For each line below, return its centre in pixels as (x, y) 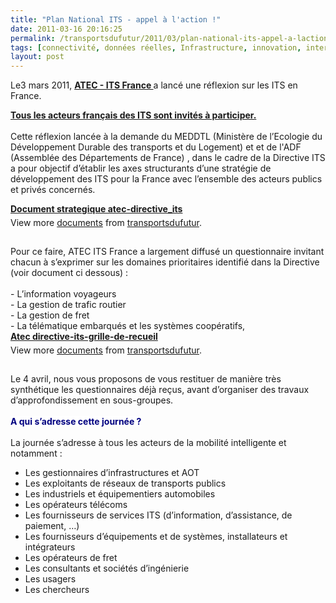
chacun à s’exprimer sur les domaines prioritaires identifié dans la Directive (165, 262)
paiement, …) (52, 526)
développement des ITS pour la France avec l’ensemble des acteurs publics (166, 179)
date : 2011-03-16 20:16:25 (66, 29)
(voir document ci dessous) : (69, 273)
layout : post (37, 57)
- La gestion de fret (50, 315)
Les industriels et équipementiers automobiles (120, 494)
